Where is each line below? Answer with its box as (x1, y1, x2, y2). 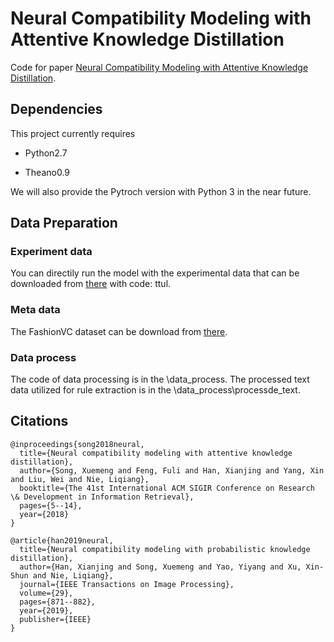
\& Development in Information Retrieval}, (10, 492, 195, 502)
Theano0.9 (24, 166, 71, 178)
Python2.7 (24, 147, 68, 159)
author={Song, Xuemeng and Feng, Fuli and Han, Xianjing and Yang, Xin (19, 465, 325, 476)
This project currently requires (10, 127, 136, 139)
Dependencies (10, 101, 103, 118)
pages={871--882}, (19, 597, 97, 607)
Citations (10, 413, 69, 430)
